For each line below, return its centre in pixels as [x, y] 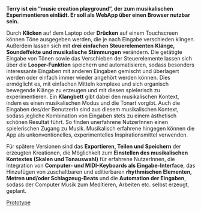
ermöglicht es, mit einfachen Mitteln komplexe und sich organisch [88, 84]
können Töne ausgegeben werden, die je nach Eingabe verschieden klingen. [101, 39]
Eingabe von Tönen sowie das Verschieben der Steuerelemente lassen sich [99, 58]
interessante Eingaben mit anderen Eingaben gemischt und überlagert [93, 71]
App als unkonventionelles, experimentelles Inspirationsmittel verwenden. [97, 135]
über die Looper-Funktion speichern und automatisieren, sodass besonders [100, 65]
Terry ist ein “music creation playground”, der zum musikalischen [90, 9]
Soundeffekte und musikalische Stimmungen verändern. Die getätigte [94, 52]
